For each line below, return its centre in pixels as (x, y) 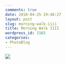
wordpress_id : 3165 (25, 33)
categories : (17, 38)
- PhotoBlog (17, 42)
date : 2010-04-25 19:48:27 (33, 14)
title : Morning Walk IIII (32, 28)
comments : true (21, 10)
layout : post (19, 19)
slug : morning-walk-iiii (31, 24)
